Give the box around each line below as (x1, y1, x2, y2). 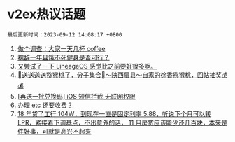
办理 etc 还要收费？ (17, 101, 73, 109)
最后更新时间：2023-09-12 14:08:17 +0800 (7, 31, 122, 38)
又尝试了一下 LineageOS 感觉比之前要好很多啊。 (17, 62, 157, 70)
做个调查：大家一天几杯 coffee (17, 44, 106, 52)
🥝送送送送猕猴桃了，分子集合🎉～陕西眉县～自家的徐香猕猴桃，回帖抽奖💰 (17, 71, 228, 79)
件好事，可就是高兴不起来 (17, 127, 92, 135)
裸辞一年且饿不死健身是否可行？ (17, 53, 110, 62)
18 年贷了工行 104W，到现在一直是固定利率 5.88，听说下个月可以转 (17, 109, 212, 118)
